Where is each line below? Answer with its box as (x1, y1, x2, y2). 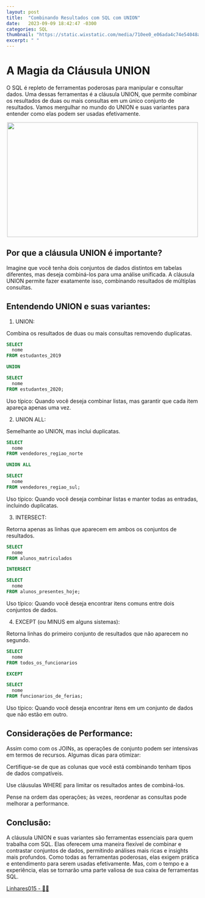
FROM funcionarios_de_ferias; (6, 693, 84, 700)
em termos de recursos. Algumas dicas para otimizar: (6, 751, 142, 758)
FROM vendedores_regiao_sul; (6, 484, 81, 490)
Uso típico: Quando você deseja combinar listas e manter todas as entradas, (6, 495, 198, 503)
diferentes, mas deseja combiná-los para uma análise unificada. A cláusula (6, 271, 195, 278)
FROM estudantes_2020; (6, 386, 64, 392)
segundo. (6, 636, 31, 643)
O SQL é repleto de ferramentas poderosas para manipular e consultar (6, 84, 184, 91)
